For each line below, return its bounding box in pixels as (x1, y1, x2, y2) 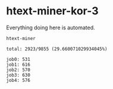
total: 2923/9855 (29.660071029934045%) (6, 46, 108, 52)
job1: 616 (6, 62, 31, 67)
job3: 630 (6, 72, 31, 78)
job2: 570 (6, 67, 31, 73)
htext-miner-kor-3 (6, 4, 99, 18)
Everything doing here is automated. (6, 24, 95, 31)
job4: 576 (6, 77, 31, 83)
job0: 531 (6, 56, 31, 62)
